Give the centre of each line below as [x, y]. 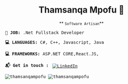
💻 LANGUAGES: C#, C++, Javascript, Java [55, 42]
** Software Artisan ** [81, 23]
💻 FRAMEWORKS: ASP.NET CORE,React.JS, [52, 54]
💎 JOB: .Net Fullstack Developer [45, 33]
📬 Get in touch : [27, 65]
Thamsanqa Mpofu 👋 [81, 10]
